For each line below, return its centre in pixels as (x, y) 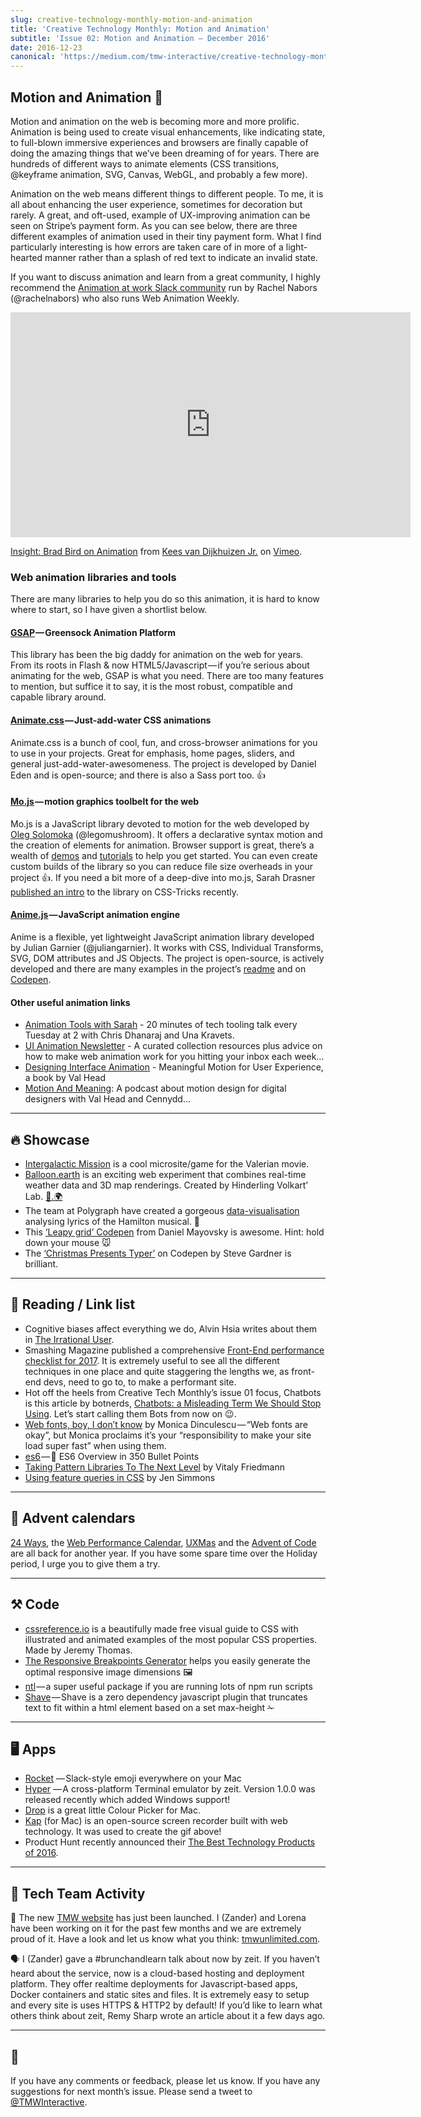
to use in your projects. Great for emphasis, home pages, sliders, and (152, 753)
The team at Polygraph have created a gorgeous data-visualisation (162, 1211)
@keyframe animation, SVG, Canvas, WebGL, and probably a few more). (159, 174)
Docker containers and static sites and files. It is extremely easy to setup (160, 1995)
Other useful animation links (70, 1002)
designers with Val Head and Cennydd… (107, 1099)
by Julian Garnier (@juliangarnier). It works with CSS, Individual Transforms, (167, 948)
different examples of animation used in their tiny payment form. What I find (166, 236)
